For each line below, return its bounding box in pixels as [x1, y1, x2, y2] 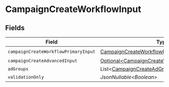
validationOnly [8, 74, 44, 80]
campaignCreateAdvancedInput [8, 58, 77, 63]
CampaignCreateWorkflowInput [5, 4, 142, 15]
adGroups [8, 66, 29, 71]
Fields [5, 24, 25, 32]
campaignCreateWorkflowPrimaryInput [8, 49, 96, 54]
